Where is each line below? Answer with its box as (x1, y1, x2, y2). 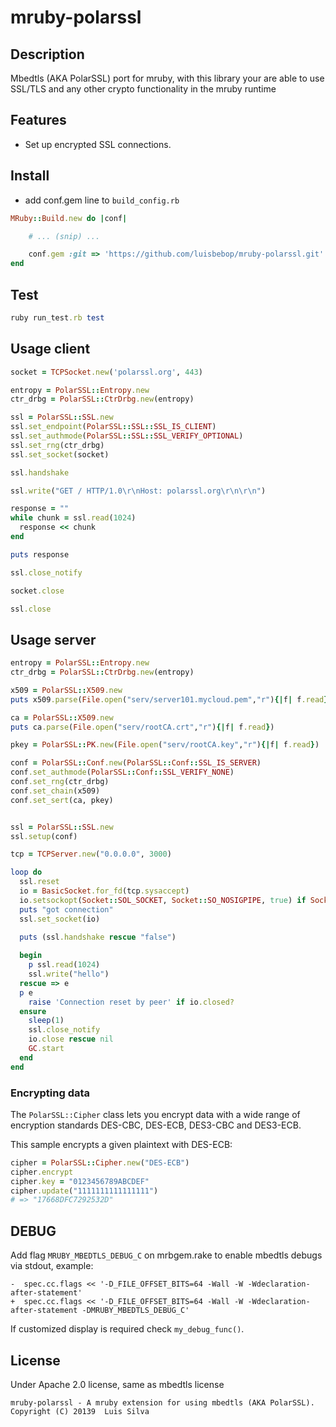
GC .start (28, 1044, 65, 1054)
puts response (10, 549, 70, 560)
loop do (10, 867, 43, 878)
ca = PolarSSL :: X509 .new (10, 712, 114, 723)
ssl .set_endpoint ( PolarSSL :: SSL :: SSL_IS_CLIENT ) (10, 422, 217, 432)
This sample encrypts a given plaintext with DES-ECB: (10, 1138, 233, 1150)
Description (10, 46, 85, 63)
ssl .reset (19, 877, 60, 887)
